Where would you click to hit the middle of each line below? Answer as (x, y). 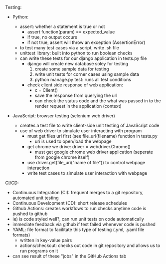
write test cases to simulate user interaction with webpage (87, 173)
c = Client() (46, 90)
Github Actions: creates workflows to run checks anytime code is (79, 208)
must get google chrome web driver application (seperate (94, 152)
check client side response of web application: (75, 85)
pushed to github (30, 214)
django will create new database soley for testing (78, 64)
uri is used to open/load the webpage (73, 141)
